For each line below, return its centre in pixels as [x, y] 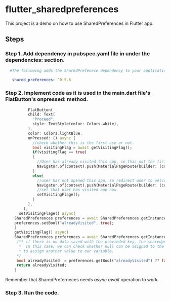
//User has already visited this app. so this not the [96, 162]
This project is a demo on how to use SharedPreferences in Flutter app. [79, 23]
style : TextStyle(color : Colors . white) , [75, 124]
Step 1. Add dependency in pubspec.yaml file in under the [78, 54]
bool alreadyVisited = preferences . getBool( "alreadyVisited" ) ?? [88, 260]
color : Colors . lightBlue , [55, 133]
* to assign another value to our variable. [66, 251]
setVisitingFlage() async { [47, 213]
